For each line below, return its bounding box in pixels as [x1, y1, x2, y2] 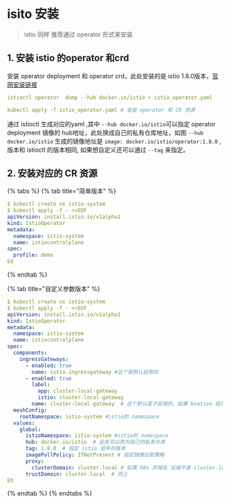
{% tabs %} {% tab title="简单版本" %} [7, 187, 116, 196]
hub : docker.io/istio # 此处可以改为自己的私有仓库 [25, 438, 166, 446]
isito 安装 [7, 6, 60, 22]
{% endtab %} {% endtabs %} [7, 489, 92, 498]
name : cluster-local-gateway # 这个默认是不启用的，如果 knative [31, 401, 213, 408]
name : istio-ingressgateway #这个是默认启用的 [31, 369, 159, 375]
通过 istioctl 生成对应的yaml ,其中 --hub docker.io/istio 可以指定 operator [7, 119, 216, 128]
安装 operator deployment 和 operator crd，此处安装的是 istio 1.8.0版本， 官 [7, 71, 219, 80]
